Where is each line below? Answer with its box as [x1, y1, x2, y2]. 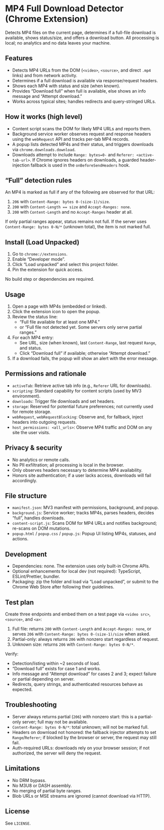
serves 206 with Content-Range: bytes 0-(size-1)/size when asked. [12, 631, 151, 637]
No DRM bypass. [12, 777, 47, 783]
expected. [12, 686, 33, 692]
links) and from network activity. [12, 72, 77, 78]
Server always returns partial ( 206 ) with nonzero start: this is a [12, 713, 137, 719]
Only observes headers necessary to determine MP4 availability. [12, 467, 143, 473]
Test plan [5, 598, 34, 607]
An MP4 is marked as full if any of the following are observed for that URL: [5, 189, 155, 195]
